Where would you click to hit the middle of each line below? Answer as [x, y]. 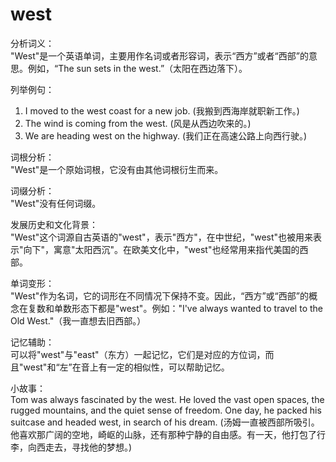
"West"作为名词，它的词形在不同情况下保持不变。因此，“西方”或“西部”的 [159, 295]
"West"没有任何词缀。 [56, 203]
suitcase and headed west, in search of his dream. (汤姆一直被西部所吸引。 [165, 422]
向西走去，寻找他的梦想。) [80, 447]
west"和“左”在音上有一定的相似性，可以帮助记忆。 [126, 367]
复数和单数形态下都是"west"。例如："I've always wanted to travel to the [175, 308]
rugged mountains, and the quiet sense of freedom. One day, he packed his [166, 410]
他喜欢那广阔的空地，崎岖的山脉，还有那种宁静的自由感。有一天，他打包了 [163, 434]
